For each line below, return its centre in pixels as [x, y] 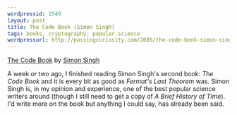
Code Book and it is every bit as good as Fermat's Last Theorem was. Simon [119, 81]
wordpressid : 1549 [34, 14]
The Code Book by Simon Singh [54, 60]
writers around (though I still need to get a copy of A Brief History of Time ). [116, 97]
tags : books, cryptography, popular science [74, 34]
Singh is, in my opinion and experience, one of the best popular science [112, 89]
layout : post [26, 20]
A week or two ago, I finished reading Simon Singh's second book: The [110, 74]
